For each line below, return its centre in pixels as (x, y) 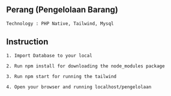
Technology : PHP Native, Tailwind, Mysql (60, 23)
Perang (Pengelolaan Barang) (62, 10)
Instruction (27, 42)
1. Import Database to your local (49, 55)
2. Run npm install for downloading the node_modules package (85, 66)
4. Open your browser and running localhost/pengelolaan (79, 87)
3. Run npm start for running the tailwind (61, 76)
